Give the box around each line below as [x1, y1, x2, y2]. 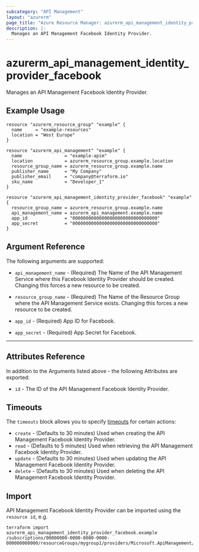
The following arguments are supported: [6, 257, 105, 264]
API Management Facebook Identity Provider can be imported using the [6, 507, 181, 514]
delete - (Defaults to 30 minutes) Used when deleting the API [14, 468, 165, 475]
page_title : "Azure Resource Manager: [6, 20, 102, 26]
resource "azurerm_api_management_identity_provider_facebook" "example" [6, 194, 192, 200]
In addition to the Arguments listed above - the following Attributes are [6, 367, 178, 374]
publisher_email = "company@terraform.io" [11, 174, 129, 179]
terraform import [6, 525, 49, 531]
